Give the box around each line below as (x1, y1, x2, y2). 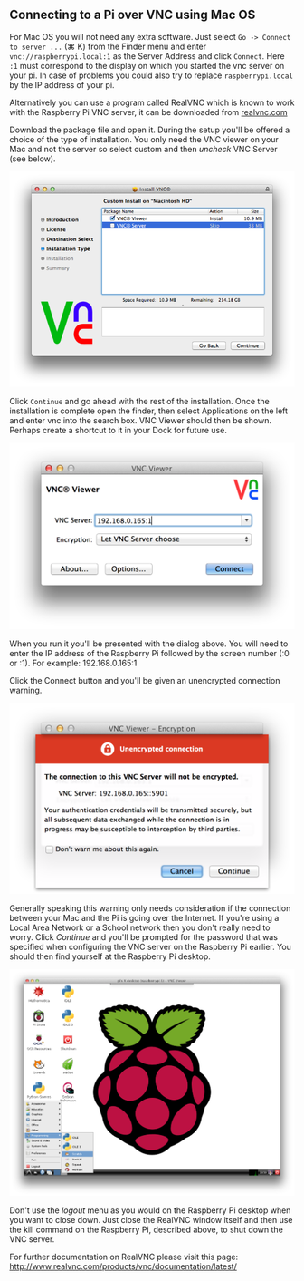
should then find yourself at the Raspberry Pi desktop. (9, 951, 211, 962)
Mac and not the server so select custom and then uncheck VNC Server (9, 143, 278, 154)
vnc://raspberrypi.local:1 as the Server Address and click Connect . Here (9, 50, 285, 62)
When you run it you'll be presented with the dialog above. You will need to (9, 638, 289, 649)
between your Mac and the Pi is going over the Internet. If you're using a (9, 912, 280, 923)
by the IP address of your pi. (9, 79, 115, 90)
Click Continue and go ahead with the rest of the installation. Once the (9, 396, 270, 407)
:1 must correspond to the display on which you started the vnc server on (9, 60, 285, 71)
